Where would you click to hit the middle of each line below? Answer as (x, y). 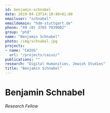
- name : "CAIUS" (21, 50)
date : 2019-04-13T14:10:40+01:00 (39, 14)
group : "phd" (18, 32)
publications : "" (23, 59)
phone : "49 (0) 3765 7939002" (36, 28)
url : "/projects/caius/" (35, 55)
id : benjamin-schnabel (28, 9)
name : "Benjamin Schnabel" (32, 37)
